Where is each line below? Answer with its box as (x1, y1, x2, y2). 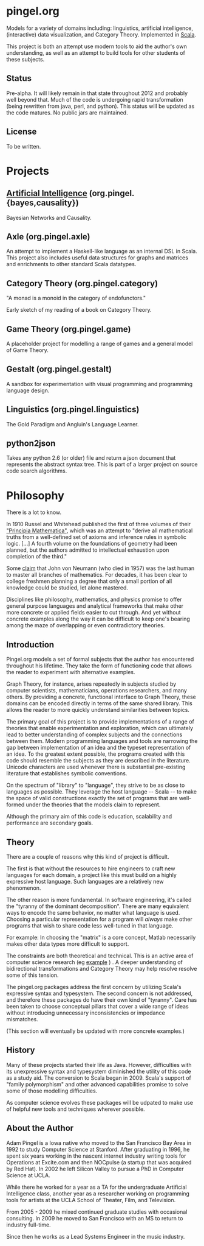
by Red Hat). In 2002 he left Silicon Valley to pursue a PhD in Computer (6, 1165, 184, 1172)
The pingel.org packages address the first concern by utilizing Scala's (6, 984, 182, 990)
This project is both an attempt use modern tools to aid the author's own (6, 43, 187, 50)
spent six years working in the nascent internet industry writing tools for (6, 1152, 186, 1160)
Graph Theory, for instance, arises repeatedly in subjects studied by (6, 680, 177, 688)
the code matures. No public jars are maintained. (6, 108, 129, 116)
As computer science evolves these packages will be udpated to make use (6, 1099, 193, 1106)
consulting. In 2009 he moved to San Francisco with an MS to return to (6, 1214, 183, 1222)
